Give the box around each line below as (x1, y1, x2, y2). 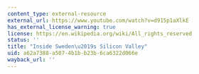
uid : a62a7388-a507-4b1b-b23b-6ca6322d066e (7, 50, 139, 57)
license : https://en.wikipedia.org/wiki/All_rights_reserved (7, 30, 193, 37)
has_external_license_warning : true (7, 23, 116, 30)
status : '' (7, 37, 40, 44)
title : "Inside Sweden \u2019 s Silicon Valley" (7, 43, 148, 50)
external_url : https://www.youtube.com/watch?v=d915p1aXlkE (7, 17, 190, 24)
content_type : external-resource (7, 10, 107, 18)
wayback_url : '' (7, 56, 55, 63)
